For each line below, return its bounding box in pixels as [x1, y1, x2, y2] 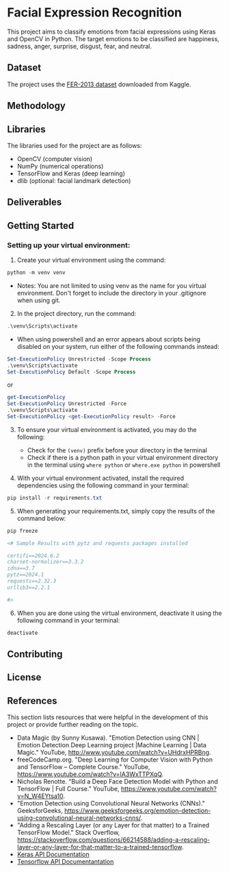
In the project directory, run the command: [16, 309, 137, 317]
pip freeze [7, 527, 38, 534]
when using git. [16, 296, 61, 304]
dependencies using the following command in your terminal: [16, 481, 189, 489]
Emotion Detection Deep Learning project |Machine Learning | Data [16, 741, 207, 749]
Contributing [7, 648, 63, 659]
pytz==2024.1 [7, 571, 44, 579]
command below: [16, 514, 66, 522]
